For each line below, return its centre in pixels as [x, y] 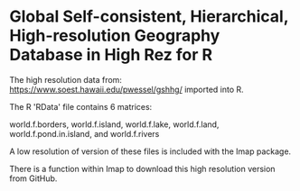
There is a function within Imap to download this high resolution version [142, 168]
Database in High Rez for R [111, 55]
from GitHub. [33, 178]
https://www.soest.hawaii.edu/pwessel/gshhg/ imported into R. [127, 89]
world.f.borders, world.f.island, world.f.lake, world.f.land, [114, 124]
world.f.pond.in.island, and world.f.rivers [84, 133]
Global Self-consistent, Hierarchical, [149, 17]
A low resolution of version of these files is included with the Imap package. [150, 151]
